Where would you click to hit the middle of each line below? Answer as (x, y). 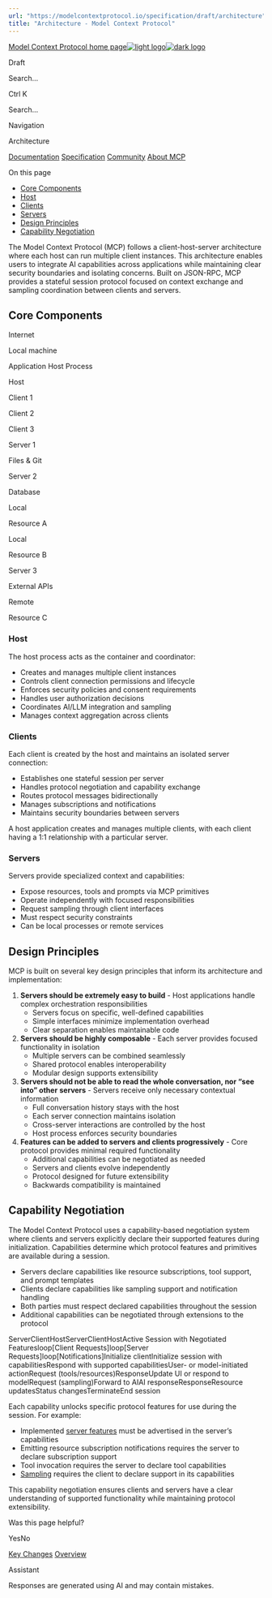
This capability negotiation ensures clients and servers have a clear (121, 1489)
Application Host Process (51, 367)
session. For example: (45, 1415)
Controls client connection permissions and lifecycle (108, 681)
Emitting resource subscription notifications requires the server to (130, 1448)
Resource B (28, 555)
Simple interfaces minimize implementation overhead (121, 1021)
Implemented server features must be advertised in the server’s (126, 1430)
